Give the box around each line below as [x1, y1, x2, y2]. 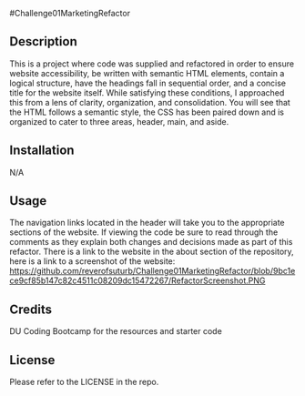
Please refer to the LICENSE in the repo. [9, 377, 159, 388]
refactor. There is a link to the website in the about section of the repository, [9, 246, 294, 258]
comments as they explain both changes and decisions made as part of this [9, 237, 293, 248]
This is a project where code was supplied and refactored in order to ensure [9, 58, 294, 69]
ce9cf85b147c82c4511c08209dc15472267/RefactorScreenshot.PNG [9, 275, 266, 286]
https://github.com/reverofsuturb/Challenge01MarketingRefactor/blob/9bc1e [9, 266, 296, 277]
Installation [9, 143, 75, 158]
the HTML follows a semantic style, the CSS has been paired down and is [9, 107, 285, 117]
